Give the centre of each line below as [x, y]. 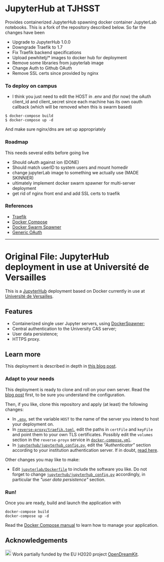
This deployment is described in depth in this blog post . [61, 366]
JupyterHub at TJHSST [53, 9]
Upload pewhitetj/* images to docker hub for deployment [69, 57]
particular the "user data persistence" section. [59, 479]
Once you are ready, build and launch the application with [63, 503]
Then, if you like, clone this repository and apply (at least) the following [76, 404]
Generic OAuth [27, 232]
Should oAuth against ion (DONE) [46, 162]
